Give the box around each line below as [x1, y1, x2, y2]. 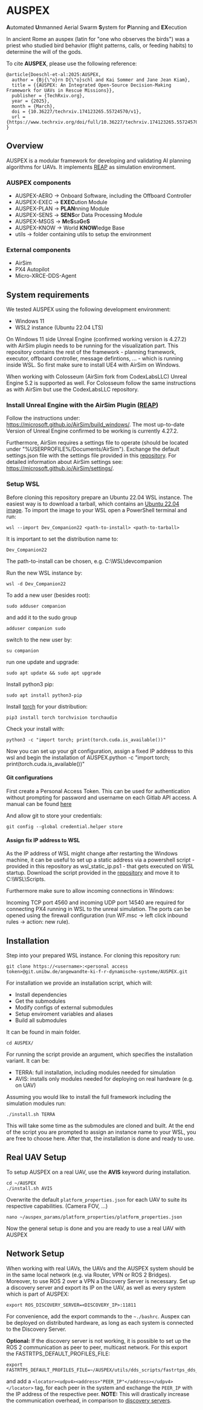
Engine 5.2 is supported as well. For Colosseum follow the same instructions [6, 379, 196, 387]
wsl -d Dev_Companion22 [6, 581, 66, 587]
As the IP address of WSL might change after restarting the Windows [6, 850, 178, 857]
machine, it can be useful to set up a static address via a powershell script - [6, 856, 195, 864]
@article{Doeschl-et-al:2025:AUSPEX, [6, 71, 101, 77]
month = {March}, [11, 103, 56, 109]
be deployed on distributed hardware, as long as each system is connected [6, 1319, 194, 1326]
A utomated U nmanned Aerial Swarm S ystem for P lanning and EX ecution [6, 24, 187, 31]
